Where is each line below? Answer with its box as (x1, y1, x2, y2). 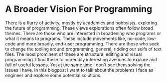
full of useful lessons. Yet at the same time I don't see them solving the (5, 62, 151, 68)
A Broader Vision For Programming (5, 3, 153, 15)
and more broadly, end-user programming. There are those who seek (16, 41, 160, 46)
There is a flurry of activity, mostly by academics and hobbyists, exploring (5, 20, 158, 26)
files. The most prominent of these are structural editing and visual (5, 51, 142, 57)
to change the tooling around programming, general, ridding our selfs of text (5, 46, 162, 52)
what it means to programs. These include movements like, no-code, (5, 36, 147, 41)
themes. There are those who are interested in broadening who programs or (5, 30, 162, 36)
